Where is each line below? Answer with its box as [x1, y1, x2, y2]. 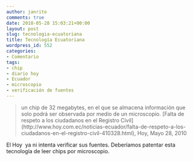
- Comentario [6, 54, 39, 60]
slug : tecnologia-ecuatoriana [6, 31, 83, 37]
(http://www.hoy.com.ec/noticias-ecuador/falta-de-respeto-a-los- [21, 123, 186, 130]
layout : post [6, 25, 39, 32]
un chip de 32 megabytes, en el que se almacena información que [21, 104, 186, 111]
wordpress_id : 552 [6, 43, 52, 49]
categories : [6, 48, 36, 54]
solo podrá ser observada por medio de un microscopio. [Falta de [21, 110, 185, 118]
